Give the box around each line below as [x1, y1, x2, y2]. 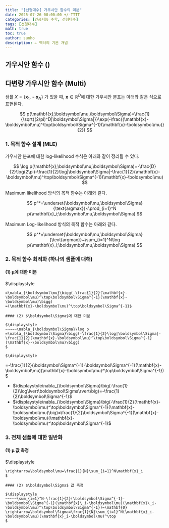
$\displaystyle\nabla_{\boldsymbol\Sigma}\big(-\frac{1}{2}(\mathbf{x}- [12, 399, 160, 405]
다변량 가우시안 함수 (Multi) [5, 79, 87, 87]
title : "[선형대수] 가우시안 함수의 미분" [5, 7, 82, 13]
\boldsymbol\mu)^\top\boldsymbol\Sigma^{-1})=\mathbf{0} [5, 505, 128, 510]
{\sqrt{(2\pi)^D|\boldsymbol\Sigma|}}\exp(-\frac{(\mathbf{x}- [21, 116, 149, 122]
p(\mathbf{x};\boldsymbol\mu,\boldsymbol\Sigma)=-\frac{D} [29, 163, 156, 169]
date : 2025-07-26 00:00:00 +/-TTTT [5, 12, 80, 17]
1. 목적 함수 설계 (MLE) [5, 141, 58, 148]
